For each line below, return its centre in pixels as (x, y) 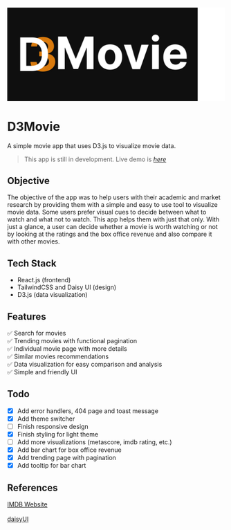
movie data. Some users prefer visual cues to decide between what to (107, 212)
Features (27, 317)
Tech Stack (32, 263)
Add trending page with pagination (66, 458)
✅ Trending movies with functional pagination (72, 340)
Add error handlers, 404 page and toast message (88, 411)
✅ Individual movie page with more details (67, 348)
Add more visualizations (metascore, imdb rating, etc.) (94, 442)
